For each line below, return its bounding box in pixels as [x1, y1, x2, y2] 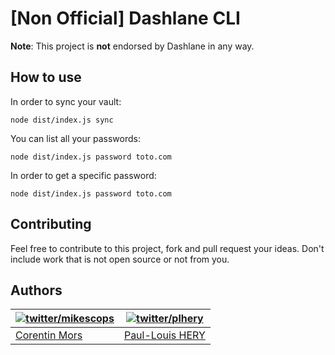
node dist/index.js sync [10, 115, 114, 125]
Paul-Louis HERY [123, 328, 206, 342]
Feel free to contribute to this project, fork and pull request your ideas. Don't [10, 242, 325, 254]
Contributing [10, 216, 92, 233]
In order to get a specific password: [10, 169, 157, 181]
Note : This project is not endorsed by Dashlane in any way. [10, 40, 255, 52]
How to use [10, 69, 82, 86]
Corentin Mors [15, 328, 83, 342]
